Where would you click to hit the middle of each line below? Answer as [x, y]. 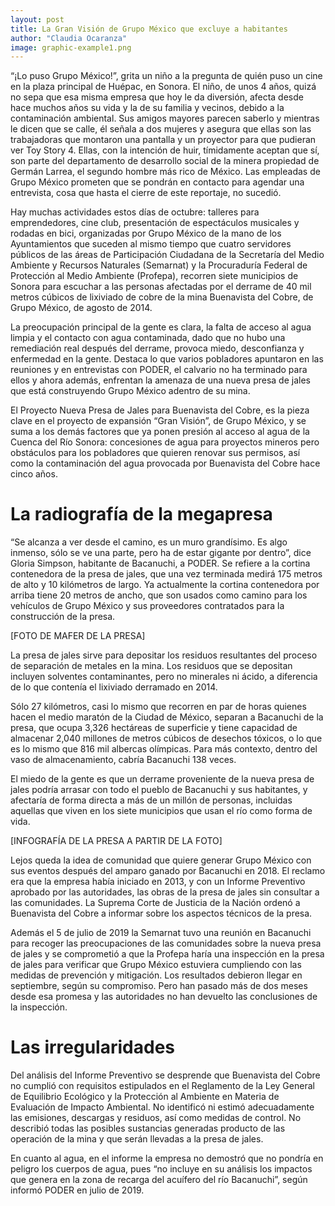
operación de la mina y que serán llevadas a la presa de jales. [137, 1139]
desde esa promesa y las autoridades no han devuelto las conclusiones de [164, 997]
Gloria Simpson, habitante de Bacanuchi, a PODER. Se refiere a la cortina [160, 563]
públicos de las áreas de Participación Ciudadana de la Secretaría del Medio [167, 255]
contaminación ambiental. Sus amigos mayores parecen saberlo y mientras [165, 118]
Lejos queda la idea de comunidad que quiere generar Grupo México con [161, 860]
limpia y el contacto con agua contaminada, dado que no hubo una [148, 338]
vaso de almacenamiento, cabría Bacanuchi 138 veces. [123, 760]
